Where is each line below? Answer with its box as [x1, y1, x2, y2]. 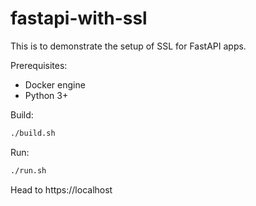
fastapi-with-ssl [10, 7, 148, 30]
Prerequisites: [10, 59, 68, 71]
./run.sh [10, 165, 47, 176]
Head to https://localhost [10, 183, 113, 196]
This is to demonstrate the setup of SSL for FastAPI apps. [10, 40, 247, 52]
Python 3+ [24, 89, 69, 101]
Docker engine [24, 78, 86, 91]
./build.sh [10, 128, 56, 138]
